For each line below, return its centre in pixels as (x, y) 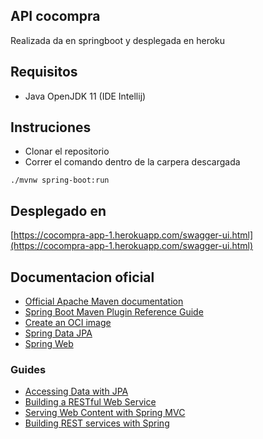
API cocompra (55, 16)
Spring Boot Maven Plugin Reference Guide (114, 312)
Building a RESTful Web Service (90, 402)
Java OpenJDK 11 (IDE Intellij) (85, 96)
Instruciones (51, 127)
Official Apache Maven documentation (104, 301)
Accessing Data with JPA (76, 391)
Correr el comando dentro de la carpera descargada (132, 162)
